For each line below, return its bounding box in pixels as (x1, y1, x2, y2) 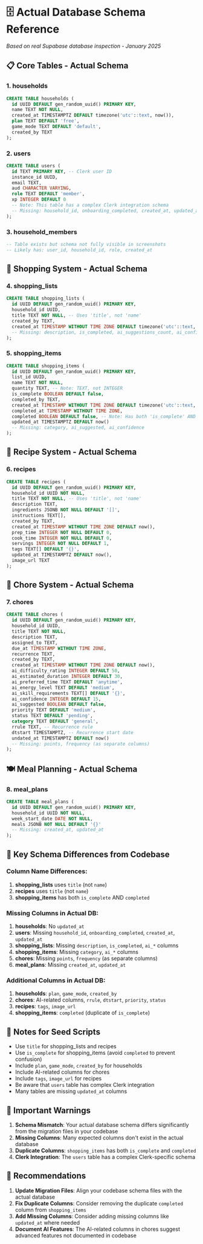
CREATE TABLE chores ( (6, 611, 63, 617)
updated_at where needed (14, 1219, 80, 1226)
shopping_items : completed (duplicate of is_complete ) (14, 1009, 150, 1016)
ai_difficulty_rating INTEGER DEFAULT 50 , (11, 668, 120, 674)
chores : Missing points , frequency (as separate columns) (14, 955, 158, 962)
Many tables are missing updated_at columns (14, 1088, 127, 1095)
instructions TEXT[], (11, 512, 66, 519)
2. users (6, 149, 31, 158)
